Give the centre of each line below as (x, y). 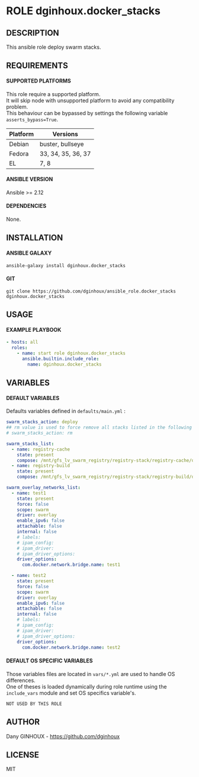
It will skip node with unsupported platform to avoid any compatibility (90, 100)
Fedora (19, 154)
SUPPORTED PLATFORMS (38, 81)
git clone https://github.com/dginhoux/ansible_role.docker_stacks (91, 291)
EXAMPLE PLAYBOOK (34, 329)
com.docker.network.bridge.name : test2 (71, 647)
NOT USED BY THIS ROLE (34, 704)
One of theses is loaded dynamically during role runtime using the (86, 686)
